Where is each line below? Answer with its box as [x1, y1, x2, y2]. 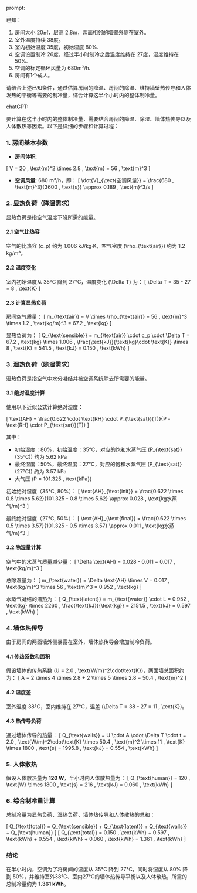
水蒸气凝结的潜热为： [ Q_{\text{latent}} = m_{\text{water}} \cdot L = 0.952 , [6, 595, 189, 602]
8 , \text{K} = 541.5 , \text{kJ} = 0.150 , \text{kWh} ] [6, 345, 130, 352]
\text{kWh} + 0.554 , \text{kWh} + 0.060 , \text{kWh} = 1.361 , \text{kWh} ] [6, 836, 186, 843]
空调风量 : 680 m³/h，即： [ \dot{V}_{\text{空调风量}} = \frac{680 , [14, 177, 174, 184]
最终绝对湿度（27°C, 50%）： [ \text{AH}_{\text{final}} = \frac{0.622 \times [6, 514, 186, 522]
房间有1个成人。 [14, 72, 53, 79]
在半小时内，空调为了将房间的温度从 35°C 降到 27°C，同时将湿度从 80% [6, 865, 182, 872]
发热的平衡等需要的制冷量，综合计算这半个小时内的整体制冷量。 [6, 91, 160, 98]
